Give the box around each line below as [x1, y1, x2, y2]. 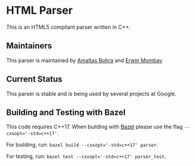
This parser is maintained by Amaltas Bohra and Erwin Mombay [6, 56, 163, 64]
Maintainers [6, 41, 53, 51]
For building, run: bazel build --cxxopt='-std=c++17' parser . [6, 141, 159, 149]
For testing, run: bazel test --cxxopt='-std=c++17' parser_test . [6, 153, 166, 160]
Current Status [6, 74, 63, 84]
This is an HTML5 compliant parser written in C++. [6, 23, 131, 31]
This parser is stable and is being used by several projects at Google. [6, 90, 176, 97]
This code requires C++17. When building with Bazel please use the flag [6, 123, 183, 131]
